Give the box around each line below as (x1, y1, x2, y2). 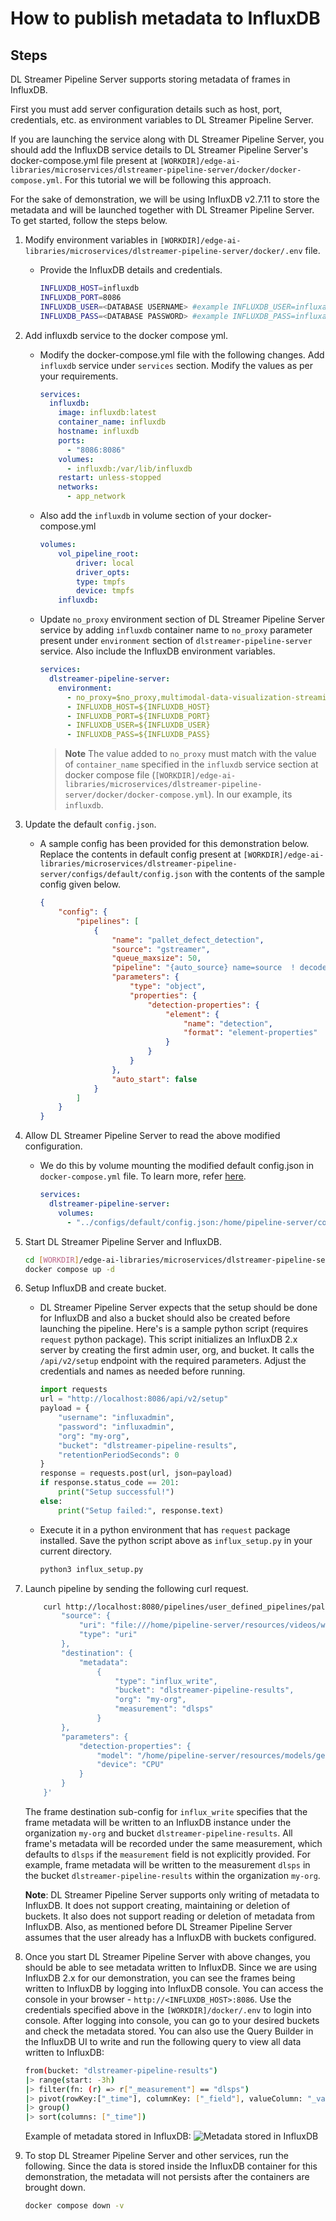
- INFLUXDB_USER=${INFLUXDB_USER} (66, 720, 211, 731)
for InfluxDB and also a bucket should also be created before (39, 1312, 291, 1324)
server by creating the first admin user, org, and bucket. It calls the (39, 1344, 315, 1356)
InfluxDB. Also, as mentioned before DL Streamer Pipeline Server (24, 1920, 293, 1932)
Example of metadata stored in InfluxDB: (24, 2130, 192, 2142)
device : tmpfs (75, 586, 135, 596)
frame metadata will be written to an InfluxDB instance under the (24, 1816, 292, 1828)
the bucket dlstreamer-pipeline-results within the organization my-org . (24, 1869, 321, 1881)
